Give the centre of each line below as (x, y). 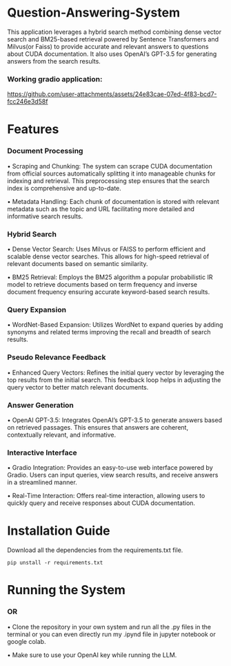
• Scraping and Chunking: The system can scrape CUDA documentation (110, 166)
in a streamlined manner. (42, 482)
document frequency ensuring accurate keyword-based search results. (109, 292)
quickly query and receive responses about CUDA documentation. (101, 503)
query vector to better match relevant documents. (78, 387)
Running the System (67, 590)
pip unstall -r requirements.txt (55, 563)
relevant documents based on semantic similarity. (78, 264)
